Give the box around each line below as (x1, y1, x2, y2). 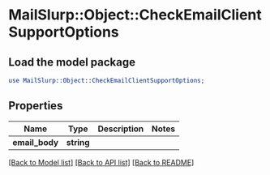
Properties (8, 99, 63, 113)
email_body (12, 136, 59, 147)
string (66, 136, 91, 147)
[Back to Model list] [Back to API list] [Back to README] (8, 157, 195, 167)
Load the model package (8, 55, 136, 69)
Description (97, 123, 144, 134)
